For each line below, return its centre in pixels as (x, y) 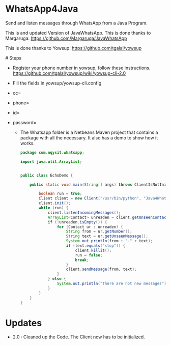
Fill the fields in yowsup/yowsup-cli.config (57, 83)
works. (27, 143)
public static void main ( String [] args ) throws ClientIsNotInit (99, 184)
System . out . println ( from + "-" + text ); (109, 241)
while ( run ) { (53, 208)
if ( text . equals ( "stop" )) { (96, 246)
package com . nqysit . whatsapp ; (52, 152)
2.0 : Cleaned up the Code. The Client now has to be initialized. (79, 337)
